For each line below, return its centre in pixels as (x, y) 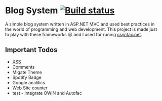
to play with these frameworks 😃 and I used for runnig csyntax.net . (74, 34)
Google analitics (29, 82)
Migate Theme (27, 72)
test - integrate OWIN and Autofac (47, 93)
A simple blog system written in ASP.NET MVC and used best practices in (80, 24)
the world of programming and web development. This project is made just (81, 29)
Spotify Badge (27, 77)
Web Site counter (30, 88)
